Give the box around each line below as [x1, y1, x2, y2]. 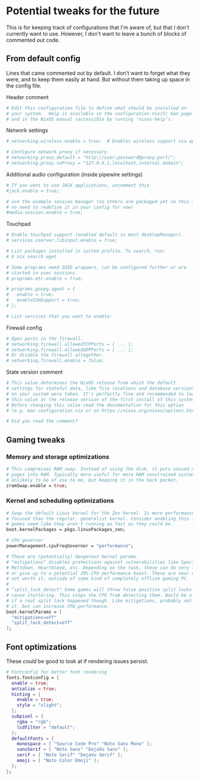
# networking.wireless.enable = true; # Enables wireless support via [6, 138, 187, 144]
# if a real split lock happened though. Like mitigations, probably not [6, 598, 192, 604]
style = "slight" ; [17, 702, 62, 708]
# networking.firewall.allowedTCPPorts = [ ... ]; [6, 341, 134, 347]
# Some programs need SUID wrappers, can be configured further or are [6, 264, 187, 270]
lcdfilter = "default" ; [17, 724, 76, 730]
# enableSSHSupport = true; [6, 297, 81, 304]
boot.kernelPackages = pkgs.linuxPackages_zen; [6, 527, 126, 533]
